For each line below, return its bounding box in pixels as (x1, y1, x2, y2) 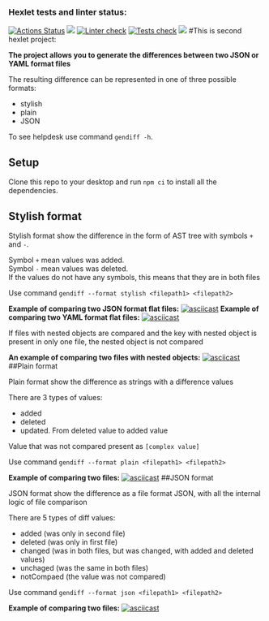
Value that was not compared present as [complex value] (8, 441, 200, 451)
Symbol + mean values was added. (8, 255, 125, 265)
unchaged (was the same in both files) (19, 563, 149, 572)
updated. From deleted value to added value (19, 425, 169, 435)
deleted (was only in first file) (19, 537, 118, 546)
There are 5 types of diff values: (8, 512, 116, 522)
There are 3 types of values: (8, 392, 103, 402)
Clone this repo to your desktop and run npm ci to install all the (8, 177, 217, 187)
